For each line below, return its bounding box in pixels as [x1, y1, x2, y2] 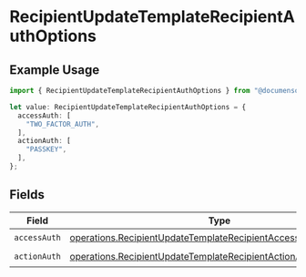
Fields [9, 187, 46, 202]
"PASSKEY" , [25, 145, 67, 154]
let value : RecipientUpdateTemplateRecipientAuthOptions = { [9, 102, 247, 111]
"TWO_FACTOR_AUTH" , [25, 119, 100, 128]
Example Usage [9, 62, 100, 77]
